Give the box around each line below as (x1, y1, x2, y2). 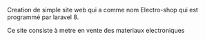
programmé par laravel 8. (7, 13, 79, 21)
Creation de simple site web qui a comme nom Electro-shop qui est (7, 6, 199, 14)
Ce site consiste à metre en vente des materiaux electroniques (7, 27, 185, 34)
